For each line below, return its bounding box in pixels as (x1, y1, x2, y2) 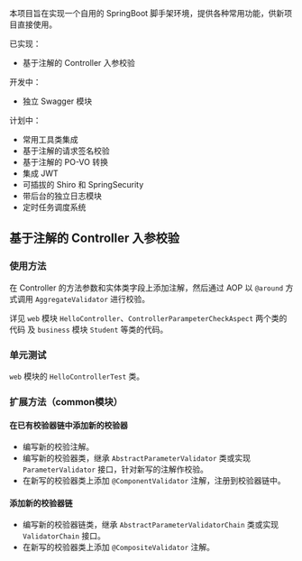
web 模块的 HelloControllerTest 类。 (9, 371, 145, 382)
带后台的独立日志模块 (22, 190, 102, 201)
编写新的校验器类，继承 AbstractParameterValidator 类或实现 (22, 453, 251, 464)
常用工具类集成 (22, 134, 78, 144)
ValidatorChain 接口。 (22, 530, 105, 541)
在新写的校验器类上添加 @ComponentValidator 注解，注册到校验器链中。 (22, 475, 286, 486)
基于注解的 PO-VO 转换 (22, 157, 108, 167)
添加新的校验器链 (9, 497, 73, 508)
